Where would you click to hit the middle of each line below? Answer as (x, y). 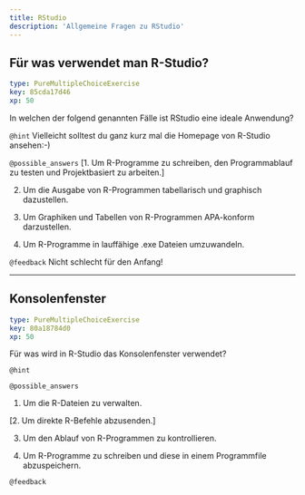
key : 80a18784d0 (40, 328)
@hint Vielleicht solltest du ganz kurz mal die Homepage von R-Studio (140, 135)
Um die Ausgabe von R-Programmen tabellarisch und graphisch (142, 189)
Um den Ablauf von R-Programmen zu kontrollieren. (119, 438)
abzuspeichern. (52, 466)
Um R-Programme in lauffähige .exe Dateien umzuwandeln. (133, 244)
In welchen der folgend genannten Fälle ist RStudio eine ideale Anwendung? (152, 118)
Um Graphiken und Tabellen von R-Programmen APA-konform (138, 217)
